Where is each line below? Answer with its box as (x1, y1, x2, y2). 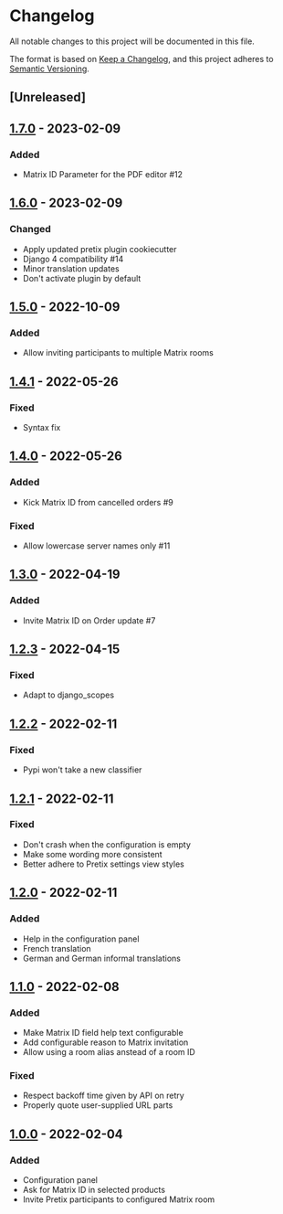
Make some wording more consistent (22, 848, 162, 859)
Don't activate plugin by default (22, 272, 141, 283)
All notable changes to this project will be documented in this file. (9, 36, 256, 47)
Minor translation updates (22, 262, 121, 274)
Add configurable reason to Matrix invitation (22, 1037, 189, 1048)
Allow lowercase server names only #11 (22, 540, 171, 551)
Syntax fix (22, 422, 61, 433)
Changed (9, 223, 52, 236)
